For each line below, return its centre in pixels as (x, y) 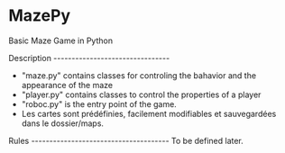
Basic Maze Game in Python (61, 40)
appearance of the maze (67, 85)
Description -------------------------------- (89, 58)
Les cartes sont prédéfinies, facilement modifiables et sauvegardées (149, 113)
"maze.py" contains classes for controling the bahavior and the (139, 75)
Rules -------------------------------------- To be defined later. (126, 140)
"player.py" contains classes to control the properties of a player (141, 94)
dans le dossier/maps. (63, 123)
